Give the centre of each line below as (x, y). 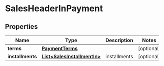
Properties (21, 27)
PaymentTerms (60, 48)
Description (119, 40)
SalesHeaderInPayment (54, 9)
